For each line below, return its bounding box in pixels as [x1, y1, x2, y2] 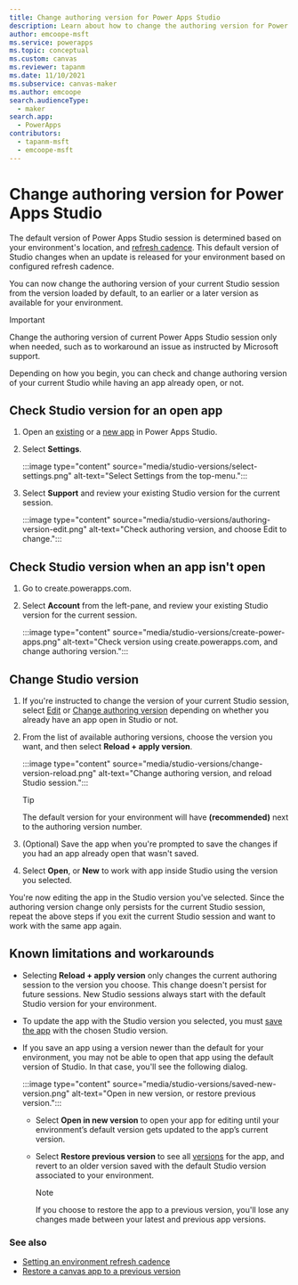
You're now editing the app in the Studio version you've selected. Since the [9, 892, 285, 903]
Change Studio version [9, 672, 140, 687]
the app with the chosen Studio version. [21, 1025, 169, 1035]
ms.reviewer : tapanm [9, 63, 86, 72]
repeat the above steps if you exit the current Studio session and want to [9, 911, 276, 921]
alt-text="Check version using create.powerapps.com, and [62, 636, 278, 647]
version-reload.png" [21, 768, 97, 778]
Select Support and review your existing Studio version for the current [21, 487, 280, 499]
